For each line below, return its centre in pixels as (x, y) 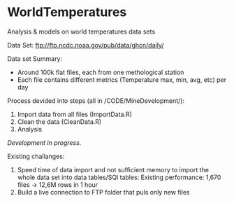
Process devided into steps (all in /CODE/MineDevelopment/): (96, 100)
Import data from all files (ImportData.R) (75, 114)
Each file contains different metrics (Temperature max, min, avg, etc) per (122, 79)
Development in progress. (44, 142)
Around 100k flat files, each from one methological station (101, 72)
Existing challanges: (36, 156)
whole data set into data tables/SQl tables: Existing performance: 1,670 (119, 177)
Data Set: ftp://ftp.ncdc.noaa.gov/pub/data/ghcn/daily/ (86, 45)
